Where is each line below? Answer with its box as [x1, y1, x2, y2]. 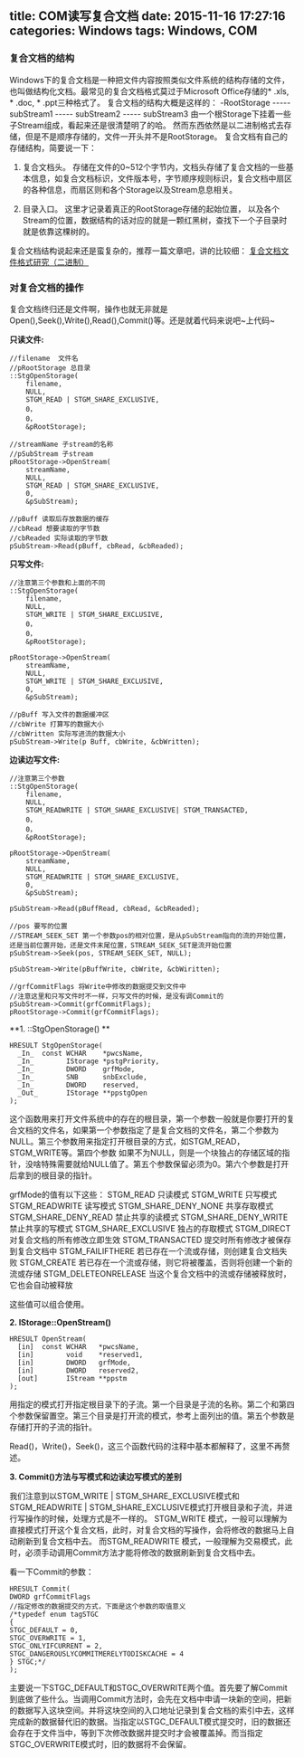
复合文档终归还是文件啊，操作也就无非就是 [9, 303, 168, 314]
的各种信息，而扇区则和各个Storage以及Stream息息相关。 [22, 184, 238, 195]
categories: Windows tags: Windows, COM [9, 24, 258, 39]
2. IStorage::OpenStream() [9, 1316, 111, 1327]
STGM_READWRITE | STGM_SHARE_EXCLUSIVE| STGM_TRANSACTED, [25, 805, 249, 814]
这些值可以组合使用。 [9, 1298, 89, 1309]
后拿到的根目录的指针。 [9, 1170, 97, 1181]
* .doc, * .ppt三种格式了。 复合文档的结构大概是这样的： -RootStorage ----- [9, 97, 291, 108]
